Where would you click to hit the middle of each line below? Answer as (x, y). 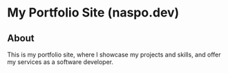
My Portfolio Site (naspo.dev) (93, 13)
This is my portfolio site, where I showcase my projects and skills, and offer (114, 54)
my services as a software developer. (60, 62)
